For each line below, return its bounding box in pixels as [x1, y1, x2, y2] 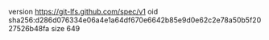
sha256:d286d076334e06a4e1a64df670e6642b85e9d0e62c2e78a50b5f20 [8, 15, 262, 25]
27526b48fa [8, 24, 50, 33]
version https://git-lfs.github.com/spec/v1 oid [8, 7, 159, 16]
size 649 [51, 24, 81, 33]
